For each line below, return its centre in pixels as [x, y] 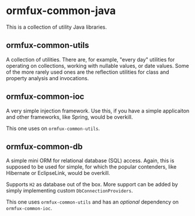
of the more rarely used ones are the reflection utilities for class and [88, 72]
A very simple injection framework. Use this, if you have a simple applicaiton [98, 111]
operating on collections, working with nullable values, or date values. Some [97, 66]
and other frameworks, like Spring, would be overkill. [69, 117]
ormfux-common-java [61, 11]
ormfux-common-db [44, 147]
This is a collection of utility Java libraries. [56, 27]
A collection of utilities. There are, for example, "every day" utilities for [90, 59]
